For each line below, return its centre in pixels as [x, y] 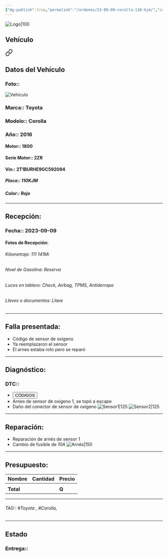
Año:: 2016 [19, 134]
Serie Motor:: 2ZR [24, 158]
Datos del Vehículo [35, 70]
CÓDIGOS [25, 395]
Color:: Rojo [18, 193]
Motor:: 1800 [19, 146]
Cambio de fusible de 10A [39, 445]
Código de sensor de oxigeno [43, 339]
